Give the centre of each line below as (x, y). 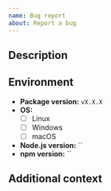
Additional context (55, 179)
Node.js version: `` (51, 145)
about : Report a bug (43, 23)
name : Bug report (37, 16)
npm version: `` (46, 154)
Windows (47, 127)
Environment (41, 82)
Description (38, 55)
